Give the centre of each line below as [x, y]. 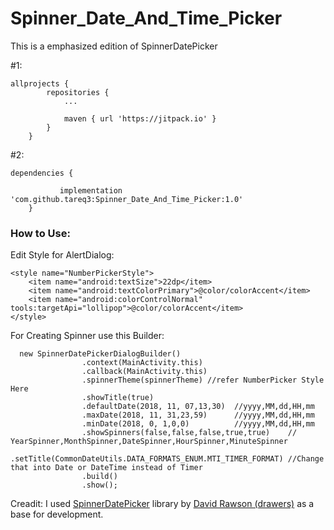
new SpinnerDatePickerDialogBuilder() [100, 354]
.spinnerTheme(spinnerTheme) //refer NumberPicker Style [203, 380]
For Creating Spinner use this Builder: [87, 336]
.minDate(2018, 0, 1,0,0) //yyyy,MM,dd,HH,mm [198, 424]
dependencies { [42, 173]
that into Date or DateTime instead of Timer [106, 468]
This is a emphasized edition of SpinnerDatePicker [114, 46]
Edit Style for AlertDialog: [62, 255]
